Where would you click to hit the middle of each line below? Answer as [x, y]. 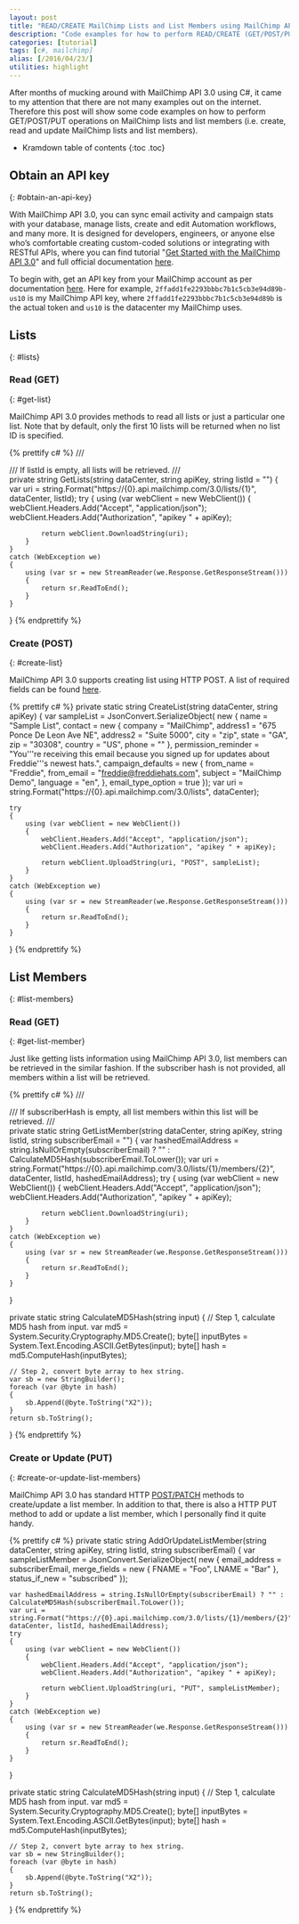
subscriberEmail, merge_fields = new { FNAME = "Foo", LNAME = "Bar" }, [144, 1569]
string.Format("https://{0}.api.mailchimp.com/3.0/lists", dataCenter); [134, 792]
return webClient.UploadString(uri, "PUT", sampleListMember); [161, 1688]
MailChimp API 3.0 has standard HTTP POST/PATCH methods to [127, 1495]
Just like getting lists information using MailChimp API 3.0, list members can [148, 1059]
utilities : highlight [49, 68]
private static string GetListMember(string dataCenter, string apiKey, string [146, 1131]
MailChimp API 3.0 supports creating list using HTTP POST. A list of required [149, 680]
